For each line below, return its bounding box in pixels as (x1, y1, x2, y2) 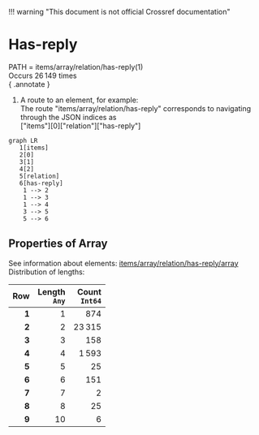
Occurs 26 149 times (8, 71, 77, 80)
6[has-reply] (19, 179, 63, 187)
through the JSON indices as (19, 112, 117, 122)
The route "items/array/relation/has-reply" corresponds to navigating (19, 103, 252, 113)
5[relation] (19, 172, 60, 180)
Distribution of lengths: (8, 267, 85, 277)
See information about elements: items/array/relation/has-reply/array (8, 258, 239, 268)
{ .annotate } (8, 79, 50, 88)
